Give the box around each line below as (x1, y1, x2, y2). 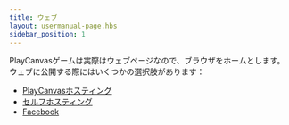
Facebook (21, 106, 60, 117)
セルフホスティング (21, 96, 93, 107)
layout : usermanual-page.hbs (9, 21, 118, 30)
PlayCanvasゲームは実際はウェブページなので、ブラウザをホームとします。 (9, 55, 285, 66)
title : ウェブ (9, 12, 58, 22)
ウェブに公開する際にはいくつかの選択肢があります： (9, 66, 205, 77)
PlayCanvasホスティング (21, 86, 113, 96)
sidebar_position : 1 (9, 29, 87, 38)
